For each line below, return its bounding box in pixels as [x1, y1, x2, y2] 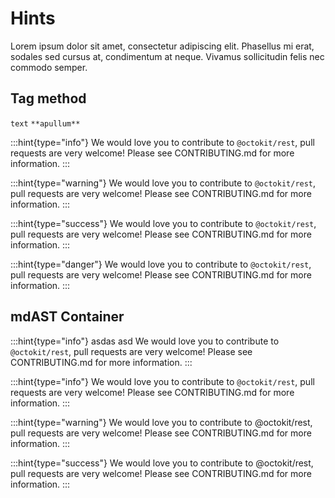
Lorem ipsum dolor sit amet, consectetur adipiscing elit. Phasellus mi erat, [10, 40, 315, 52]
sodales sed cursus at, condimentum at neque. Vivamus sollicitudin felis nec [10, 50, 325, 62]
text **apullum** [10, 118, 81, 129]
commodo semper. [10, 61, 88, 73]
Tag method [10, 90, 87, 107]
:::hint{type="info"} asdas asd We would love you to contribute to [10, 335, 280, 347]
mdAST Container [10, 308, 125, 326]
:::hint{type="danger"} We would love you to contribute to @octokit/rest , [10, 258, 312, 270]
